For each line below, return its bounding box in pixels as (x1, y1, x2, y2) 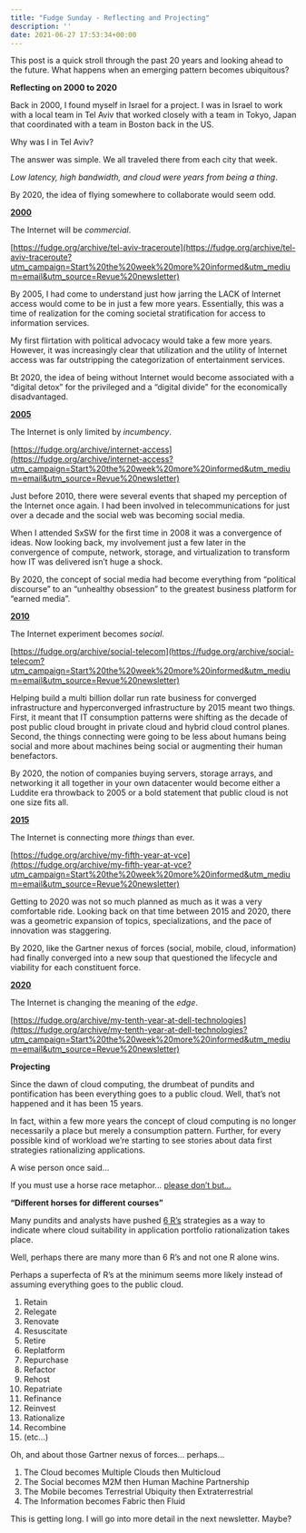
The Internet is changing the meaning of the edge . (10, 997, 199, 1008)
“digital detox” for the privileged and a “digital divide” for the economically (10, 382, 288, 393)
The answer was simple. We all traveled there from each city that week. (10, 154, 278, 165)
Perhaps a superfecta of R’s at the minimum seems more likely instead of (10, 1270, 283, 1281)
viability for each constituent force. (10, 962, 142, 973)
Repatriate (23, 1383, 63, 1394)
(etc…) (23, 1431, 49, 1443)
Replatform (23, 1345, 65, 1356)
